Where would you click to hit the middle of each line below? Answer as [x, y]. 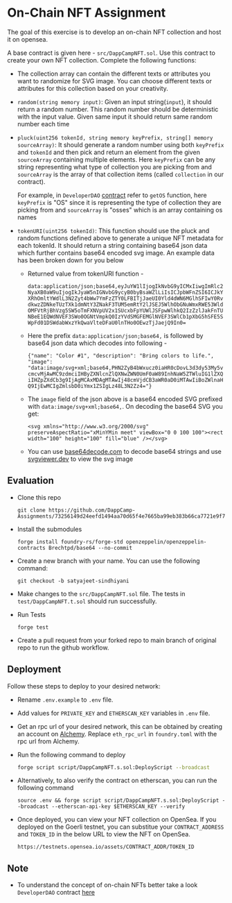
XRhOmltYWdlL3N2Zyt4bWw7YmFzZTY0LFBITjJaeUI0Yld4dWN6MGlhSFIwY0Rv [125, 298]
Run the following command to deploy [71, 754]
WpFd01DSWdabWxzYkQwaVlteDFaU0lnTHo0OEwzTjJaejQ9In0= [107, 323]
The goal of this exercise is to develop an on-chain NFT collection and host [114, 32]
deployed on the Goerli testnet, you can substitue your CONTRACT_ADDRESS [121, 827]
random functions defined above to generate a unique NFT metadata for [120, 238]
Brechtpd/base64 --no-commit [90, 548]
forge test [33, 627]
